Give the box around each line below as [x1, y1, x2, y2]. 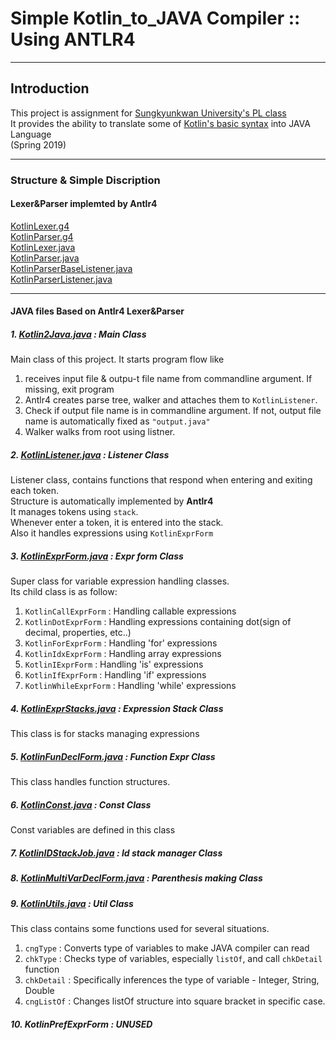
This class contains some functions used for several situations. [10, 923, 270, 934]
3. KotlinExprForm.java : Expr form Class [10, 550, 184, 562]
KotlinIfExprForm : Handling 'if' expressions [24, 669, 207, 681]
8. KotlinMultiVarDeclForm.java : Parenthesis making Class [10, 872, 263, 884]
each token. [10, 485, 60, 497]
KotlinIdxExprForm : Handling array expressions [24, 648, 222, 660]
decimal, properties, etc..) [24, 627, 132, 639]
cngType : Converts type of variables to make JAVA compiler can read [24, 942, 310, 954]
